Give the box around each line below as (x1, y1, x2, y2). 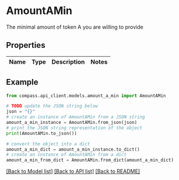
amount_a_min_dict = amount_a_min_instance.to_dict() (6, 146, 140, 153)
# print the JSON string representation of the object (6, 124, 143, 131)
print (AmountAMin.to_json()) (6, 130, 77, 136)
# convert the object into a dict (6, 141, 91, 147)
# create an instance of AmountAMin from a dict (6, 152, 127, 158)
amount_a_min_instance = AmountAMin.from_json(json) (6, 120, 137, 126)
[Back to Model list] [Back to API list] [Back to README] (6, 168, 140, 175)
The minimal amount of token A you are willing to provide (6, 23, 143, 30)
